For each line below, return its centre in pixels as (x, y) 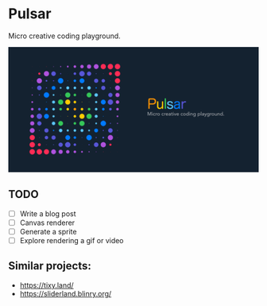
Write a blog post (48, 213)
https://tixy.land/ (46, 285)
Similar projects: (50, 266)
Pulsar (30, 14)
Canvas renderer (47, 223)
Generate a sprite (48, 231)
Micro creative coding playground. (64, 36)
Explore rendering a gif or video (72, 240)
